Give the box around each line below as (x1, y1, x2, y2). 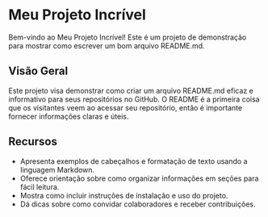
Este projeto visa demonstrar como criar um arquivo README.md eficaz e (8, 86, 254, 95)
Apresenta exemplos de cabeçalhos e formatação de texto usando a (19, 156, 248, 166)
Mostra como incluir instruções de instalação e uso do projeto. (19, 190, 228, 200)
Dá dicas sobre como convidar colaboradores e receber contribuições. (19, 199, 256, 209)
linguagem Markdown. (19, 165, 95, 174)
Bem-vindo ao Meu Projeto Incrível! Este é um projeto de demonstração (8, 32, 247, 42)
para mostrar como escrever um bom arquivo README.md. (8, 40, 205, 50)
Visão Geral (8, 65, 69, 78)
